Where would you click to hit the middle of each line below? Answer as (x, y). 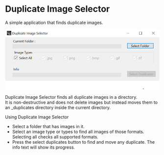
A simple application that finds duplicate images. (54, 22)
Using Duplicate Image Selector (37, 117)
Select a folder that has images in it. (48, 126)
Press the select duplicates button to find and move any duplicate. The (83, 142)
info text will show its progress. (43, 147)
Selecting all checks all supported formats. (55, 137)
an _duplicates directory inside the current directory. (58, 107)
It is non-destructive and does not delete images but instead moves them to (82, 102)
